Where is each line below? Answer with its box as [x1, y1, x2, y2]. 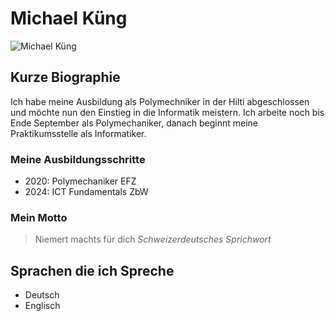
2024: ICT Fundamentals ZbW [24, 186, 149, 198]
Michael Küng [10, 7, 128, 30]
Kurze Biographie [10, 69, 121, 86]
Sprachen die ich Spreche [10, 262, 175, 279]
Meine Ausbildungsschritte [10, 152, 146, 166]
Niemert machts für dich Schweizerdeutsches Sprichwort [34, 233, 272, 246]
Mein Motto [10, 210, 68, 224]
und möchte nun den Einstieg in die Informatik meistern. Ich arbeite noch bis [10, 106, 325, 118]
